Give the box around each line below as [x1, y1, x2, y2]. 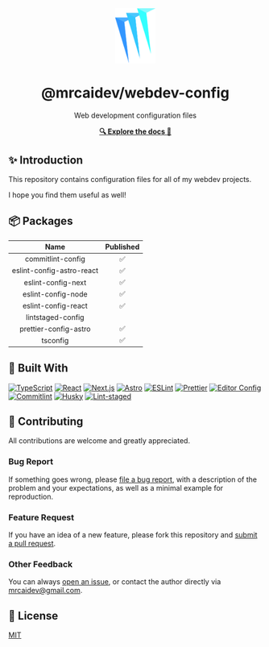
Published [105, 242, 140, 252]
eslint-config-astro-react [11, 266, 99, 276]
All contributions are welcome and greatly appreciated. [8, 436, 191, 446]
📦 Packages [8, 214, 73, 228]
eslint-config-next [23, 277, 87, 287]
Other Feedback [8, 558, 73, 570]
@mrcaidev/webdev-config [41, 84, 230, 102]
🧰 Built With [8, 362, 68, 375]
